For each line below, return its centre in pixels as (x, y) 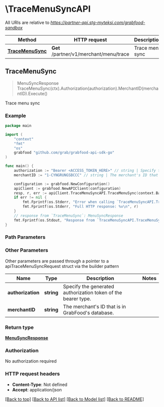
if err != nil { (31, 198)
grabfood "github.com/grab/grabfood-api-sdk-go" (64, 153)
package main (18, 126)
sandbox (14, 27)
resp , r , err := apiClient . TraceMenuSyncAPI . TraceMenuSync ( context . (85, 193)
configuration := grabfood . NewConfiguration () (62, 184)
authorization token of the (93, 292)
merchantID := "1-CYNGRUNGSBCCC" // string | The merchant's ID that (86, 175)
